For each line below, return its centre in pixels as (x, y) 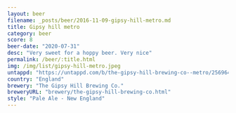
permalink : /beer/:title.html (52, 60)
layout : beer (26, 14)
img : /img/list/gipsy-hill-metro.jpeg (64, 66)
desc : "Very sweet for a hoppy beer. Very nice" (80, 53)
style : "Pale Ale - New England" (56, 99)
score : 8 (20, 40)
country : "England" (36, 79)
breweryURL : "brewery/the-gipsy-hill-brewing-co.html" (89, 92)
